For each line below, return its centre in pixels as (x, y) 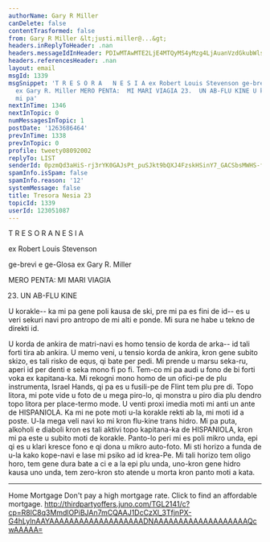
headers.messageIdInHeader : (55, 53)
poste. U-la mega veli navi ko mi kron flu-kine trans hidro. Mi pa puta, (123, 421)
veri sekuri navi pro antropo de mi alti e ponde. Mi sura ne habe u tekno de (132, 320)
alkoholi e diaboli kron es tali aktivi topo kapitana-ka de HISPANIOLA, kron (131, 430)
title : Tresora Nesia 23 (50, 195)
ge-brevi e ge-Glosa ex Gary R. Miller (70, 265)
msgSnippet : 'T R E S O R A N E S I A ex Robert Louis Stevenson (124, 83)
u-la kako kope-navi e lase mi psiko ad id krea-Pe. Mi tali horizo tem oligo (130, 455)
